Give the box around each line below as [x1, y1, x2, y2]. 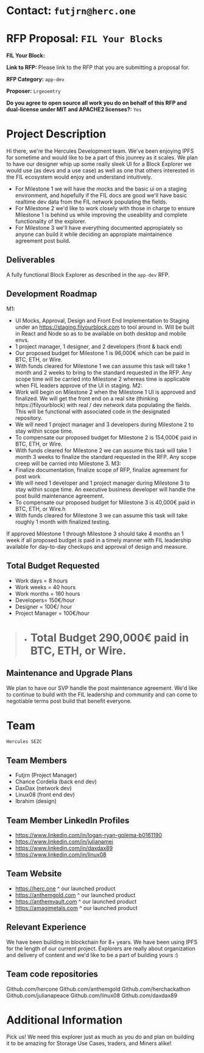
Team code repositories [6, 969, 99, 980]
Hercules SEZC [6, 739, 43, 745]
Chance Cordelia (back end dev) [15, 778, 97, 785]
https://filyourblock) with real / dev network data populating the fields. [15, 401, 192, 408]
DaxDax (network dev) [15, 785, 72, 792]
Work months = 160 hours [15, 590, 80, 597]
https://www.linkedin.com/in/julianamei [15, 838, 114, 845]
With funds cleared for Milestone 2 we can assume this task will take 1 [15, 447, 191, 454]
